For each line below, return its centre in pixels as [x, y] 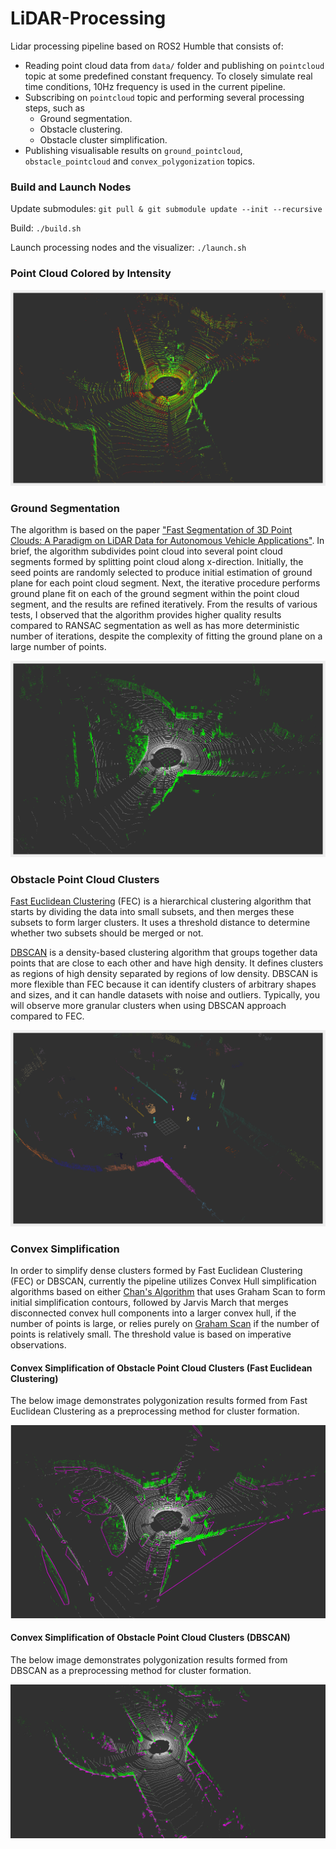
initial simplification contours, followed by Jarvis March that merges [149, 1302]
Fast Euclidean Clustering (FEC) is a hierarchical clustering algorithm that [161, 901]
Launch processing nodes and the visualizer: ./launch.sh [128, 248]
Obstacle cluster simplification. [103, 139]
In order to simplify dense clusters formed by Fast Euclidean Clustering [156, 1270]
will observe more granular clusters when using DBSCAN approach [148, 1006]
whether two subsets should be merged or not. [107, 933]
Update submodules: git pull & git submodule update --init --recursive [166, 209]
